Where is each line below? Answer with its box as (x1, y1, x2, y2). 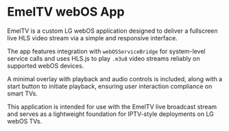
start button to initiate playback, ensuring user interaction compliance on (7, 82, 213, 90)
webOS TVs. (7, 117, 43, 125)
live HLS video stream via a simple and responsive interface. (7, 33, 178, 42)
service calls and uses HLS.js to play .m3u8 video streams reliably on (7, 54, 200, 62)
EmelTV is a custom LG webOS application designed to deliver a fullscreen (7, 27, 218, 35)
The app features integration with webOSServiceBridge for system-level (7, 47, 206, 55)
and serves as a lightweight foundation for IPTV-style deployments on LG (7, 110, 214, 118)
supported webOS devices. (7, 61, 84, 70)
